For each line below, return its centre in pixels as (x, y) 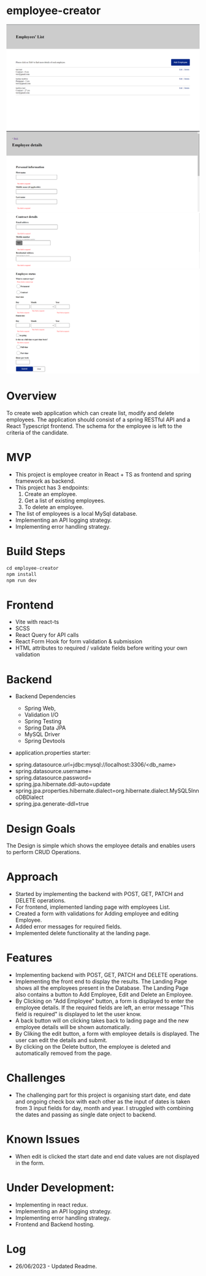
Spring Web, (40, 708)
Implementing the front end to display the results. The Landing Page (101, 982)
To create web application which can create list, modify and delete (90, 413)
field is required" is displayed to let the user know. (78, 1014)
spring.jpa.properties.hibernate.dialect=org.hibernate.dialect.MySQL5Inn (107, 791)
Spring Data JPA (45, 728)
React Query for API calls (47, 635)
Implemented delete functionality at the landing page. (83, 933)
